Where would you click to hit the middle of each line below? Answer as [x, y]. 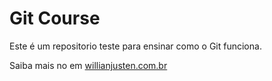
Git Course [55, 18]
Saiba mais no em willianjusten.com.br [88, 65]
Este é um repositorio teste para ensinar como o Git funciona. [135, 46]
